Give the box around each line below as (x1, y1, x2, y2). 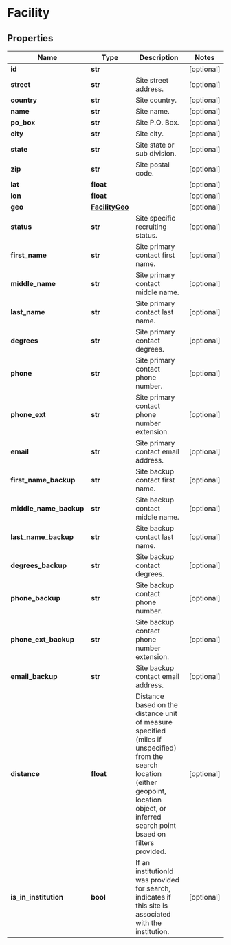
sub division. (135, 149, 177, 158)
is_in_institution (10, 893, 64, 902)
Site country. (135, 95, 177, 105)
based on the (135, 700, 179, 709)
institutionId (135, 866, 174, 876)
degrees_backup (10, 560, 67, 570)
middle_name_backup (10, 504, 85, 513)
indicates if (135, 893, 172, 902)
